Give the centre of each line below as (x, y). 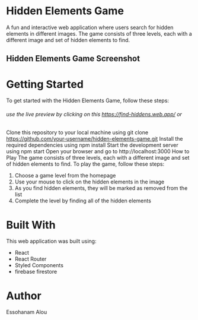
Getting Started (45, 84)
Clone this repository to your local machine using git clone (77, 132)
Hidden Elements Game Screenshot (73, 58)
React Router (31, 259)
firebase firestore (36, 272)
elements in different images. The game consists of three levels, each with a (99, 33)
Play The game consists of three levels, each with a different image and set (98, 158)
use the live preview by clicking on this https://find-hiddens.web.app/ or (94, 114)
